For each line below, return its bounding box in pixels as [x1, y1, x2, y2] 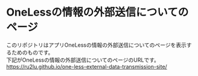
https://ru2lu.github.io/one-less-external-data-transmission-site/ [6, 63, 167, 70]
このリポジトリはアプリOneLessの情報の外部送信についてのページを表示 [6, 41, 187, 48]
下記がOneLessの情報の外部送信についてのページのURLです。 [6, 56, 160, 63]
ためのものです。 [11, 48, 54, 56]
